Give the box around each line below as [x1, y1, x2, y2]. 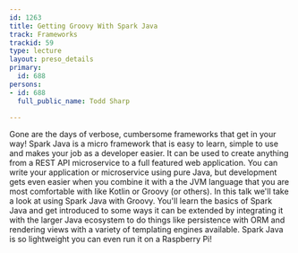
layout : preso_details [9, 55, 94, 64]
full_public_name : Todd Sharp [17, 96, 130, 106]
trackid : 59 [9, 38, 54, 48]
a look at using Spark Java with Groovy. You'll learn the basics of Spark [9, 196, 273, 206]
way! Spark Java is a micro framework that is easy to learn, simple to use [9, 138, 279, 149]
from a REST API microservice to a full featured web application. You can [9, 158, 278, 169]
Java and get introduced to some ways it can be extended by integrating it [9, 205, 284, 216]
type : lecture [9, 47, 63, 56]
